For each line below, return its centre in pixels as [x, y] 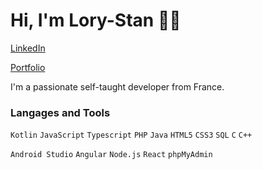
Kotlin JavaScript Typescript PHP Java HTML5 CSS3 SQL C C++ [131, 135]
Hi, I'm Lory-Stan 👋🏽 [96, 20]
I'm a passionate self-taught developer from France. [117, 86]
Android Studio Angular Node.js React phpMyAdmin [111, 155]
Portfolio [28, 67]
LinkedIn [28, 48]
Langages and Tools [60, 112]
